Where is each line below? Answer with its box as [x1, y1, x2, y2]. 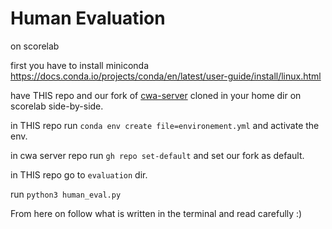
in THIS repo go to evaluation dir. [10, 168, 148, 181]
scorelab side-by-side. [10, 100, 104, 112]
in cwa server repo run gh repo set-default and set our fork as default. [10, 149, 305, 161]
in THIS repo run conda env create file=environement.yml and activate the [10, 119, 320, 131]
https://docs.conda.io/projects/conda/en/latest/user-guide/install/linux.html [10, 70, 322, 82]
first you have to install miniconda [10, 59, 150, 71]
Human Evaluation [10, 7, 166, 30]
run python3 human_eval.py [10, 188, 122, 200]
